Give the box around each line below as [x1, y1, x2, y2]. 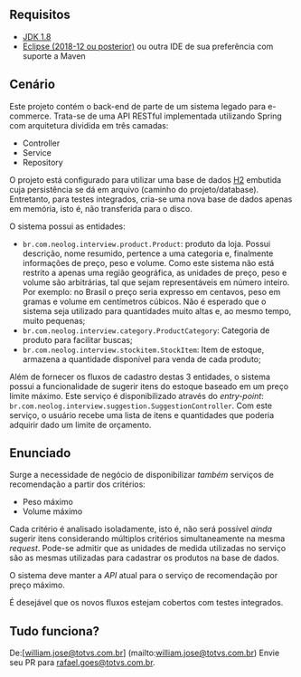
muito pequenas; [22, 315, 86, 326]
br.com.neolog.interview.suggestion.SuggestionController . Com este [9, 400, 273, 411]
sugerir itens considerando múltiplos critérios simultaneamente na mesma [9, 533, 286, 544]
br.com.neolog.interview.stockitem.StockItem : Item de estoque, [22, 344, 265, 355]
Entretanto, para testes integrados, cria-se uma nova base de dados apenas [9, 194, 293, 205]
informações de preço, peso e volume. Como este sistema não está [22, 257, 275, 268]
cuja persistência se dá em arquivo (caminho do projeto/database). [9, 184, 259, 195]
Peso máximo [22, 497, 74, 508]
